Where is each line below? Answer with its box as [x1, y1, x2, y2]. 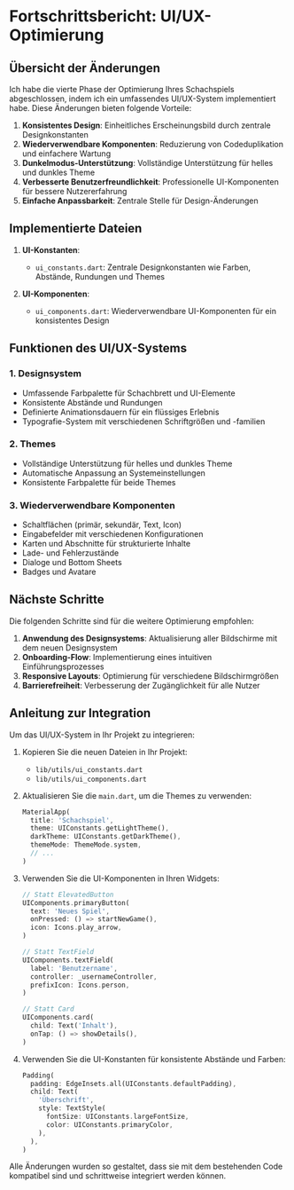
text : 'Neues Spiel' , [30, 907, 111, 916]
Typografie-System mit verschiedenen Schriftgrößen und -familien [21, 415, 266, 427]
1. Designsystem [9, 367, 82, 380]
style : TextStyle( [38, 1104, 106, 1113]
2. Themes [9, 437, 56, 450]
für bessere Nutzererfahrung [21, 186, 128, 196]
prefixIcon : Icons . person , [30, 981, 130, 989]
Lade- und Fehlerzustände [21, 548, 120, 558]
